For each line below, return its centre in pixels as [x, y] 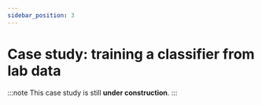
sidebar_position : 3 [41, 15]
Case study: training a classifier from [131, 54]
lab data [34, 71]
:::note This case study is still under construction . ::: [92, 92]
